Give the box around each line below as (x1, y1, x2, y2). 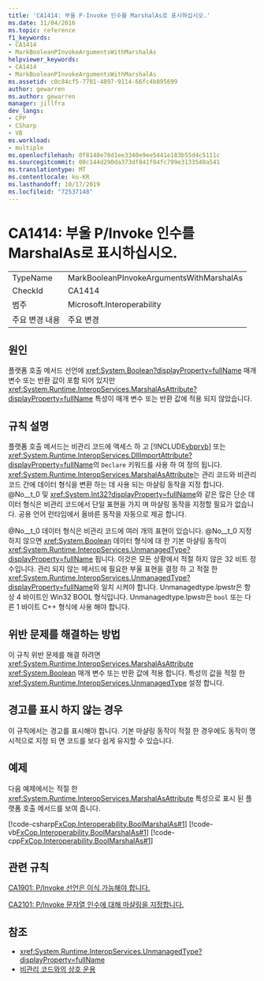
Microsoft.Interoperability (67, 299, 162, 310)
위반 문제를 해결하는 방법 (8, 627, 121, 641)
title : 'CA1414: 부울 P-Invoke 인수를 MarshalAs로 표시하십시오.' (8, 11, 211, 20)
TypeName (12, 272, 53, 283)
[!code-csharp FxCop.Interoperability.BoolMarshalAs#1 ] (8, 819, 188, 829)
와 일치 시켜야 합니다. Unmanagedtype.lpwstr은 (93, 582, 243, 592)
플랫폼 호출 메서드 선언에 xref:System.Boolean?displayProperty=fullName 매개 (8, 366, 257, 375)
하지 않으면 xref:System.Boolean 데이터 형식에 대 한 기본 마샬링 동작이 (8, 536, 227, 546)
